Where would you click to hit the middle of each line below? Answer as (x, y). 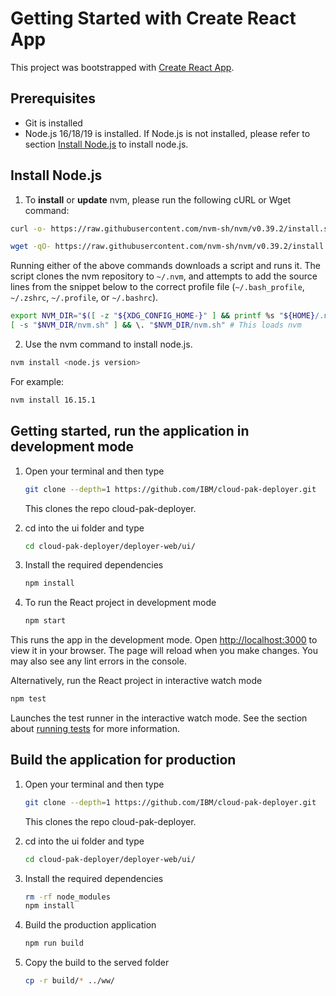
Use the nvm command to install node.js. (108, 344)
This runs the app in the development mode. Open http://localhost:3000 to (164, 640)
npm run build (54, 943)
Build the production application (90, 925)
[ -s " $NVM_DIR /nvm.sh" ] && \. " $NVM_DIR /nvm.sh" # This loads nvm (156, 325)
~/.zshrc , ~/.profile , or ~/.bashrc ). (84, 298)
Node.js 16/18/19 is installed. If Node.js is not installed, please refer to (167, 133)
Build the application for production (123, 760)
